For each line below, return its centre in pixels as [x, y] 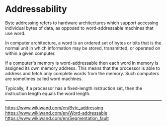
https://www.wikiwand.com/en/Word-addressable [56, 113]
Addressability [36, 9]
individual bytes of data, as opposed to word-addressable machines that [80, 28]
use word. [15, 33]
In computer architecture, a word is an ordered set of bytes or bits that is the [83, 42]
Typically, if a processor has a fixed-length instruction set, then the [74, 88]
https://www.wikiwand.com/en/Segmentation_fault [57, 118]
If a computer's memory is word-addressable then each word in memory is [82, 63]
